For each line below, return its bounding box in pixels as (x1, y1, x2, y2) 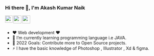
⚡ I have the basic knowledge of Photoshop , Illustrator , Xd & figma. (12, 45, 150, 51)
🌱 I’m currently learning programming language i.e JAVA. (12, 35, 127, 41)
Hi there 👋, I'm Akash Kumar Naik (5, 4, 86, 11)
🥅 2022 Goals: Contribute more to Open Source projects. (12, 40, 127, 46)
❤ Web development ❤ (12, 30, 60, 36)
